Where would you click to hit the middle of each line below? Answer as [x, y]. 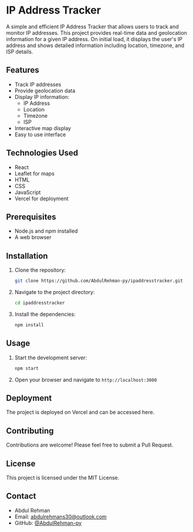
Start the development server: [51, 358]
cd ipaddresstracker [40, 303]
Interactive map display [43, 128]
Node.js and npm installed [46, 231]
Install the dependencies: [45, 314]
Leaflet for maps [34, 173]
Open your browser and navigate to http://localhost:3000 [86, 379]
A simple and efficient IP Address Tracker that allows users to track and [92, 27]
